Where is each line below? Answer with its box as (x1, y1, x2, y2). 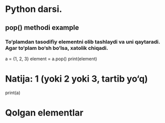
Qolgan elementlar (5, 107, 84, 118)
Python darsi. (5, 3, 62, 15)
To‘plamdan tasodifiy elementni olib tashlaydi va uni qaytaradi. (5, 38, 161, 45)
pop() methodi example (5, 23, 79, 32)
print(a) (5, 90, 21, 96)
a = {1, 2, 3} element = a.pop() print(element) (5, 56, 97, 62)
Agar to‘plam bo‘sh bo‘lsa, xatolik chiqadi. (5, 44, 109, 51)
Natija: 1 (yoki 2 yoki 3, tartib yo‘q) (5, 73, 148, 85)
